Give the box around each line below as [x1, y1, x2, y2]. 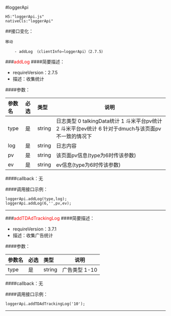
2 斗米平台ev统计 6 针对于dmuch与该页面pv [55, 125, 161, 132]
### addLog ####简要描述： [5, 59, 65, 65]
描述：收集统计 [12, 76, 44, 82]
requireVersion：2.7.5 [12, 70, 58, 75]
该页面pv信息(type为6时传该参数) [55, 152, 136, 159]
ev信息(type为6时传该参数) [55, 161, 121, 168]
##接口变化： [5, 28, 34, 34]
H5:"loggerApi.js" [5, 14, 44, 19]
